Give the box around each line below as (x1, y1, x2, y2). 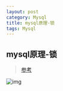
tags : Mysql (6, 25, 36, 32)
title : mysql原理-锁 (6, 20, 55, 26)
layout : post (6, 8, 39, 15)
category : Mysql (6, 14, 47, 20)
